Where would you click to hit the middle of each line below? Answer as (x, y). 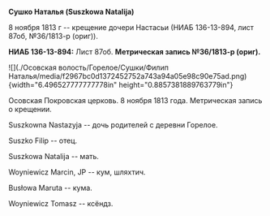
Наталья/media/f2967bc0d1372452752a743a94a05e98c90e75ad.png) (128, 76)
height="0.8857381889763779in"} (176, 85)
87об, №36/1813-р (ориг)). (54, 36)
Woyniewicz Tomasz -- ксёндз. (61, 203)
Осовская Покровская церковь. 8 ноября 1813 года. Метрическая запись (135, 100)
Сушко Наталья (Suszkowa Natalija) (71, 12)
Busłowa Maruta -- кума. (51, 188)
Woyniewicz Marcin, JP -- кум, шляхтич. (77, 172)
